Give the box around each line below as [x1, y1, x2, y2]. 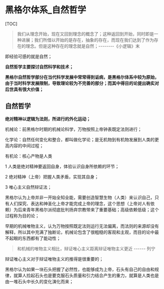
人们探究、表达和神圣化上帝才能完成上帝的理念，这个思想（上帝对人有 [9, 200, 150, 206]
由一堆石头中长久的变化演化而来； [5, 278, 74, 284]
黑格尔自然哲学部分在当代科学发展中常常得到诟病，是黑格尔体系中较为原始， [5, 74, 159, 80]
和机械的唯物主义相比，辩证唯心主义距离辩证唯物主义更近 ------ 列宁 [17, 246, 156, 251]
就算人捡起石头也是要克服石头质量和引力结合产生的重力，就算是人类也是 [13, 272, 159, 278]
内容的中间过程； [9, 142, 44, 149]
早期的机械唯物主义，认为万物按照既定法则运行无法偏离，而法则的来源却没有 [5, 223, 159, 229]
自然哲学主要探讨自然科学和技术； [5, 64, 74, 70]
